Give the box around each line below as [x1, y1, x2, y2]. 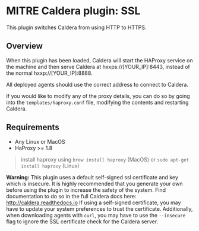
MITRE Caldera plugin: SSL [6, 4, 141, 18]
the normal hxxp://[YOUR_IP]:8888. [6, 69, 93, 77]
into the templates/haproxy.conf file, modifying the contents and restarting [6, 99, 189, 106]
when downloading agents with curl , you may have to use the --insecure [6, 211, 186, 219]
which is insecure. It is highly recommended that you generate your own [6, 180, 183, 187]
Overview [6, 41, 43, 51]
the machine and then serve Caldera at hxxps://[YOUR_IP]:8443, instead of [6, 63, 190, 70]
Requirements [6, 122, 59, 132]
